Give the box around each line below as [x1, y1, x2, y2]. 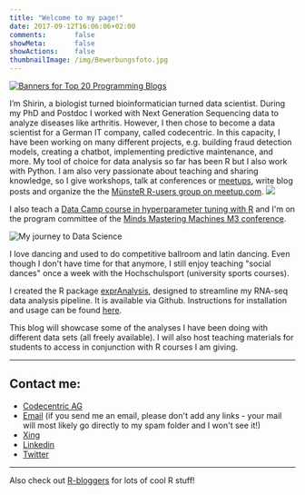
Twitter [22, 449, 50, 460]
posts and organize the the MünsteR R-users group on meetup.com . [9, 186, 265, 196]
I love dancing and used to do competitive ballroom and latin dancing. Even [9, 249, 290, 259]
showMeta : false [9, 38, 95, 48]
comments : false [9, 30, 95, 39]
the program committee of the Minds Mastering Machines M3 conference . [9, 213, 287, 223]
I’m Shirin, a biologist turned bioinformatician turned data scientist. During [9, 98, 286, 109]
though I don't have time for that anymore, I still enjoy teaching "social [9, 258, 271, 269]
